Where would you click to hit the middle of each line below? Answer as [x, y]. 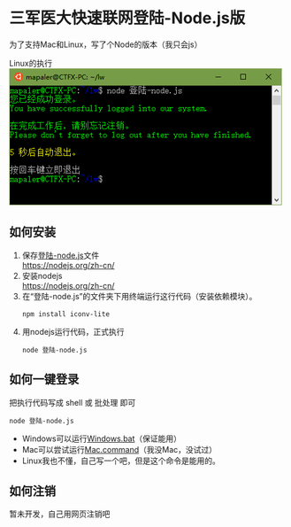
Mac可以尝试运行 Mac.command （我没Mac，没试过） [119, 449]
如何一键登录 [44, 380]
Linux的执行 [31, 63]
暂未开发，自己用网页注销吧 [60, 514]
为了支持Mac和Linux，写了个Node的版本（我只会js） [106, 44]
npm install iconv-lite [66, 314]
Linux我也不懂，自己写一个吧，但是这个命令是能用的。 [121, 461]
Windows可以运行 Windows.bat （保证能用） [102, 438]
